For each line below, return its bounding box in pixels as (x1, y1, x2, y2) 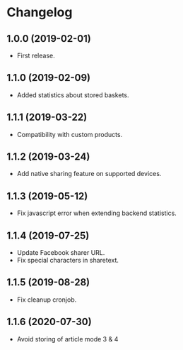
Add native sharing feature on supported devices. (16, 170, 162, 178)
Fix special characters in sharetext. (16, 256, 119, 265)
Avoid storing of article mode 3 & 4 (16, 334, 119, 343)
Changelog (6, 4, 73, 21)
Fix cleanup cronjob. (16, 295, 77, 304)
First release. (16, 51, 55, 60)
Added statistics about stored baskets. (16, 90, 129, 99)
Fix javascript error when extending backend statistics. (16, 209, 177, 217)
